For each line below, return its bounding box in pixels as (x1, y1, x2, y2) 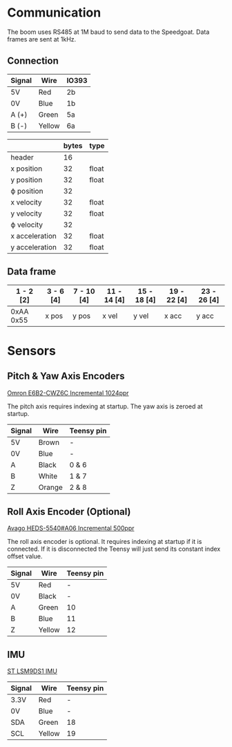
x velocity (10, 197, 43, 207)
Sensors (7, 343, 57, 359)
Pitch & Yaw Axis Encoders (7, 370, 125, 382)
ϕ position (10, 186, 43, 196)
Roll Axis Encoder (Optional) (7, 506, 131, 518)
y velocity (10, 209, 43, 218)
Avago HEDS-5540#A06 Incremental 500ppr (7, 524, 135, 533)
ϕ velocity (10, 220, 43, 229)
